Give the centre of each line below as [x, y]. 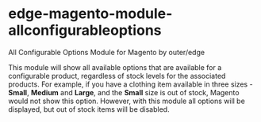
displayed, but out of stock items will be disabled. [89, 109]
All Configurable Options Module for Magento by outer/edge [106, 52]
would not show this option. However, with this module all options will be [127, 101]
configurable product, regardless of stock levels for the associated [117, 76]
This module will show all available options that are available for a [115, 67]
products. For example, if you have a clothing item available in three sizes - [130, 84]
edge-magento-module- [90, 14]
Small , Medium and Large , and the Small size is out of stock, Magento [124, 92]
